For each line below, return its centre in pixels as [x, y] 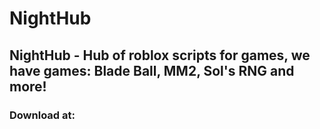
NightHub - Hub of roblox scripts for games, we [160, 55]
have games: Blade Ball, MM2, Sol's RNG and [152, 70]
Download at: [42, 115]
